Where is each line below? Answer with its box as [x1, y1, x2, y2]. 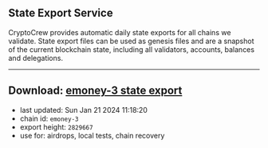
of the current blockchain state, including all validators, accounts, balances [8, 44, 255, 54]
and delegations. [8, 53, 64, 62]
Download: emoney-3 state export [8, 84, 183, 98]
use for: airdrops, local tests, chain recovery [19, 130, 165, 140]
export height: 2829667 [19, 122, 93, 131]
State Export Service [8, 6, 113, 20]
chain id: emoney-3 [19, 114, 79, 123]
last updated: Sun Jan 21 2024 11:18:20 [19, 105, 148, 114]
